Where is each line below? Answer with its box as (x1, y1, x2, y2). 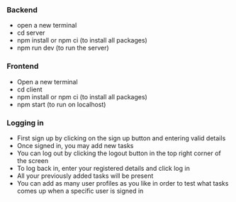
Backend (6, 5, 38, 15)
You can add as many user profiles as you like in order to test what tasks (16, 179, 229, 187)
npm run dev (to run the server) (16, 44, 109, 52)
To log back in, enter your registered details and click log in (16, 164, 191, 172)
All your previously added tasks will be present (16, 172, 154, 180)
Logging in (6, 118, 44, 128)
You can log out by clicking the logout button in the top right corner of (16, 149, 221, 157)
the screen (16, 156, 49, 164)
